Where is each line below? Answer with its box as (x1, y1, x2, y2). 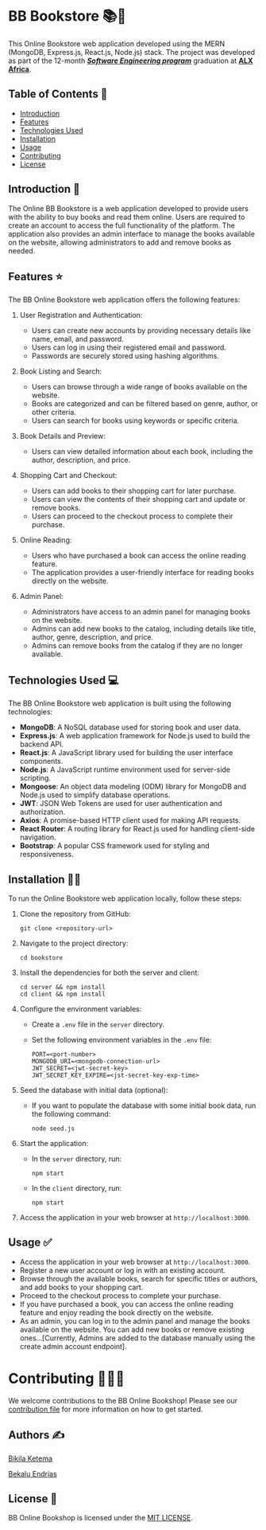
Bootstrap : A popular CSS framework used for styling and (19, 841, 210, 851)
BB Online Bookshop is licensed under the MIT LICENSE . (8, 1513, 193, 1523)
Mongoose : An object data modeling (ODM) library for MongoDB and (19, 782, 247, 792)
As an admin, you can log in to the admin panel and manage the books (19, 1316, 250, 1325)
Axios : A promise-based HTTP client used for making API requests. (19, 816, 241, 825)
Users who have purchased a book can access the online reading (31, 551, 246, 561)
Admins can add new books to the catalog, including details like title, (31, 624, 256, 634)
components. (19, 757, 64, 766)
